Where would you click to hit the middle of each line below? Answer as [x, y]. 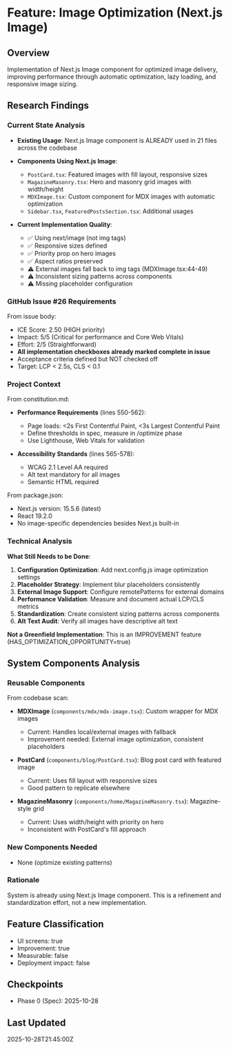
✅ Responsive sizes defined [67, 246]
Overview [29, 53]
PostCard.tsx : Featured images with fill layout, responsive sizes [118, 174]
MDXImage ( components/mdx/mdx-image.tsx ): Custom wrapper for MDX [118, 711]
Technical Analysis [40, 541]
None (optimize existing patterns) [64, 862]
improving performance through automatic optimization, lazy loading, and [112, 77]
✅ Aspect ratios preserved [65, 261]
